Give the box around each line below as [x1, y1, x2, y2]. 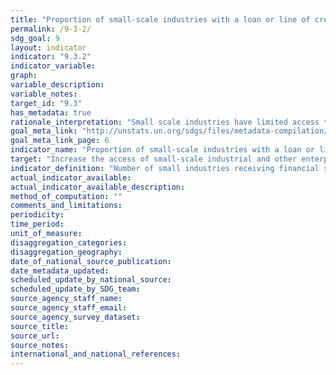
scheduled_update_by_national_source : [10, 275, 172, 285]
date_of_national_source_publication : [10, 256, 172, 266]
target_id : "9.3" [10, 98, 83, 108]
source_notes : [10, 340, 70, 350]
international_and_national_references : [10, 349, 182, 360]
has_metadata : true [10, 107, 92, 118]
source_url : [10, 331, 60, 341]
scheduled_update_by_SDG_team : [10, 284, 141, 295]
